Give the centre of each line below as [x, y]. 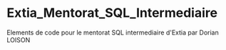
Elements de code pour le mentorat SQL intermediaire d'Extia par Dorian [113, 32]
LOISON [19, 39]
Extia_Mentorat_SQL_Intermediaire [112, 13]
